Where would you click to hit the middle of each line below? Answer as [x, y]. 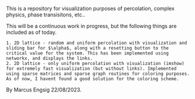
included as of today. [31, 32]
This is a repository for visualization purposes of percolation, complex [90, 8]
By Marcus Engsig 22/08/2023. [44, 90]
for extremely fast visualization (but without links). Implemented [91, 69]
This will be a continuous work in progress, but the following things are [91, 26]
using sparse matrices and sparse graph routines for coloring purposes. [98, 74]
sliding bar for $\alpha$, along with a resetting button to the [87, 48]
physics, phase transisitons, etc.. [46, 15]
